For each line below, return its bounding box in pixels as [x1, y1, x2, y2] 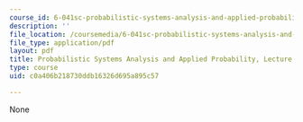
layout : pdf [9, 47, 54, 56]
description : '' [9, 22, 70, 30]
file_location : [9, 30, 67, 39]
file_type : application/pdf [9, 38, 115, 48]
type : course [9, 64, 59, 73]
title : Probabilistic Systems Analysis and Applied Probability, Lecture [9, 55, 293, 64]
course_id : [9, 13, 50, 22]
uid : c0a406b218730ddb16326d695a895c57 [9, 72, 160, 81]
